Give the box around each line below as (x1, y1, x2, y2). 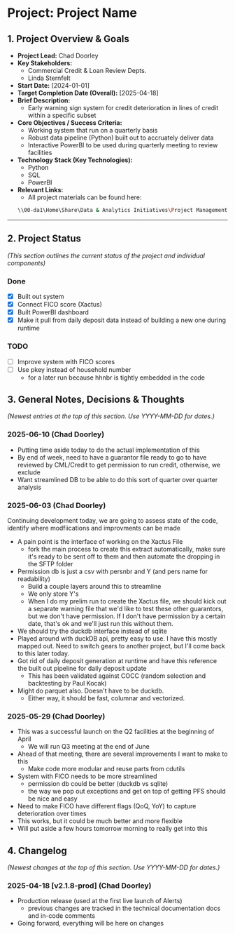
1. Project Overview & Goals (7, 33, 129, 45)
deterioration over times (17, 809, 87, 818)
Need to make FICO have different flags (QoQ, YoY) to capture (17, 802, 197, 810)
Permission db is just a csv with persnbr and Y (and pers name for (17, 567, 208, 576)
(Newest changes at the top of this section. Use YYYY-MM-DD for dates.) (7, 863, 220, 872)
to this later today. (17, 649, 70, 658)
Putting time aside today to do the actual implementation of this (17, 446, 201, 454)
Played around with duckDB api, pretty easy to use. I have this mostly (17, 634, 218, 643)
